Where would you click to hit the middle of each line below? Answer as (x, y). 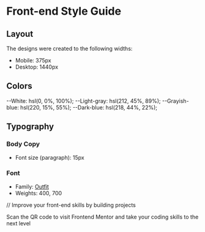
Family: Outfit (32, 186)
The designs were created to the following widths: (69, 48)
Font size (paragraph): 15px (50, 157)
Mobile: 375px (33, 60)
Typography (30, 127)
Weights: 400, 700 (39, 193)
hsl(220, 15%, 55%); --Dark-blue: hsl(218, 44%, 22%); (89, 107)
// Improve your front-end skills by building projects (71, 205)
